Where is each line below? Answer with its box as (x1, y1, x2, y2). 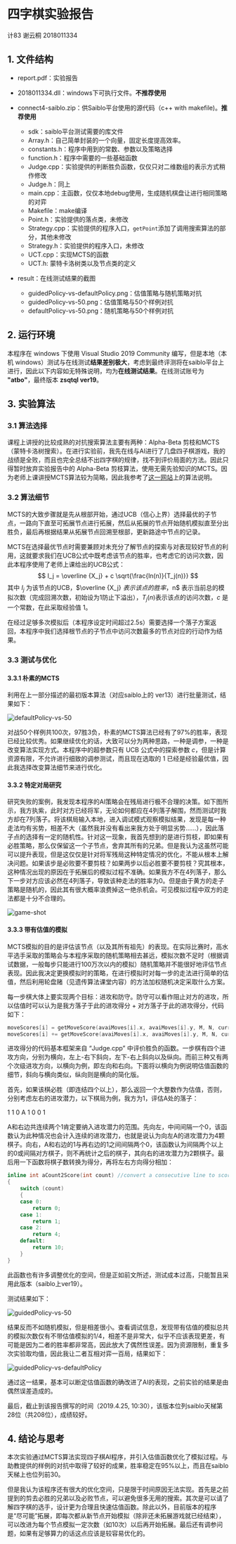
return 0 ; (32, 1204, 61, 1211)
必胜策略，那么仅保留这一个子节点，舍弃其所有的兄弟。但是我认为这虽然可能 (7, 842, 229, 850)
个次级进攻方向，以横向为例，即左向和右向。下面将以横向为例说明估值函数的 (7, 1062, 229, 1070)
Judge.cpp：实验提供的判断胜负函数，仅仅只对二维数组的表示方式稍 (27, 162, 226, 171)
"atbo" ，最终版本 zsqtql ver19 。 (7, 375, 103, 384)
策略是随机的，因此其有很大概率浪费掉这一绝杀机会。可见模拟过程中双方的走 (7, 885, 229, 894)
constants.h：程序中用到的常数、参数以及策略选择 (27, 145, 173, 153)
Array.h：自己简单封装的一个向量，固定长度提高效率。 (27, 136, 185, 144)
